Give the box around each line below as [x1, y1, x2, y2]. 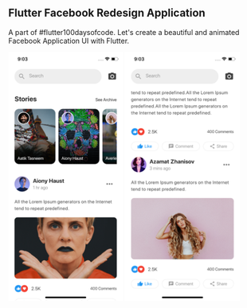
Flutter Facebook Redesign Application [8, 6, 206, 20]
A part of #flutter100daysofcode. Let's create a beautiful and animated [8, 27, 240, 37]
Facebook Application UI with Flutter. [8, 36, 130, 45]
